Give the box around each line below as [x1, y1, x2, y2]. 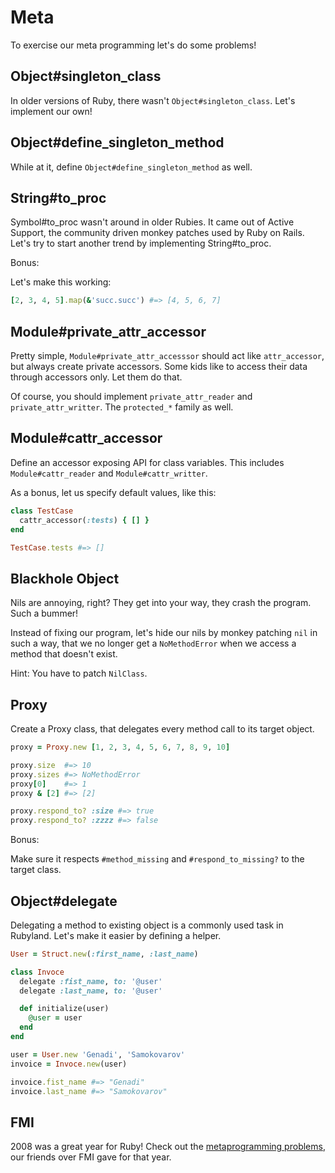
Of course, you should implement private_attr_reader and [10, 391, 253, 403]
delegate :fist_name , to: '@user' [19, 976, 163, 986]
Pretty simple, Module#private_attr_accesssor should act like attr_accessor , [10, 350, 325, 362]
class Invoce [10, 967, 65, 977]
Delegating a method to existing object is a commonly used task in [10, 919, 284, 931]
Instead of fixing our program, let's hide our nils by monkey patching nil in [10, 627, 318, 639]
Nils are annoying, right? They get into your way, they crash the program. [10, 597, 312, 609]
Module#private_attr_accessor [10, 323, 207, 340]
